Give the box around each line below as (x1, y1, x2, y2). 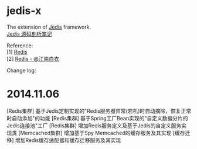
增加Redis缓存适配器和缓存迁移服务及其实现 (15, 136, 121, 144)
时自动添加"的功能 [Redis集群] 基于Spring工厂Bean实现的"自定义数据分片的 (6, 115, 188, 122)
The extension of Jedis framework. (6, 23, 91, 30)
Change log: (6, 67, 36, 74)
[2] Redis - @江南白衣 (6, 55, 59, 62)
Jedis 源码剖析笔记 (6, 30, 52, 37)
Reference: (6, 42, 33, 49)
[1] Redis (6, 48, 28, 55)
